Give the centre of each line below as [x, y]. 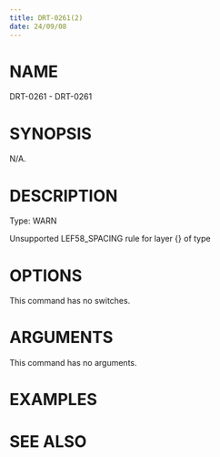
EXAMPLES [53, 400]
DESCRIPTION [64, 196]
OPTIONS [46, 275]
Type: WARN [33, 221]
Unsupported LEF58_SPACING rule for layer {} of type [110, 239]
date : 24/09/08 [38, 26]
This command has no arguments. [73, 363]
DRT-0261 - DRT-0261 [51, 97]
